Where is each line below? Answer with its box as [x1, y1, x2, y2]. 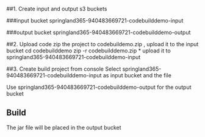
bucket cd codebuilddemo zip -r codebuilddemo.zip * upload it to [6, 47, 171, 54]
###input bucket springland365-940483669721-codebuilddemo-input [6, 17, 184, 24]
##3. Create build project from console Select [6, 65, 121, 72]
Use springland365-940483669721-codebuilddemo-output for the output [6, 83, 192, 91]
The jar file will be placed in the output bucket [6, 124, 121, 131]
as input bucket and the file [103, 72, 172, 79]
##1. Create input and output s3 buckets [6, 5, 107, 12]
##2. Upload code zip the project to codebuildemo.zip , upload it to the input [6, 41, 199, 47]
